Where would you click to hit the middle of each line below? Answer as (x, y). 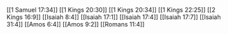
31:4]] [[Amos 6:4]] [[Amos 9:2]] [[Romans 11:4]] (76, 24)
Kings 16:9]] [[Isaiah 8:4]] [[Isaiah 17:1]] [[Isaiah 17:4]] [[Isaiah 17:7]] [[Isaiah (114, 17)
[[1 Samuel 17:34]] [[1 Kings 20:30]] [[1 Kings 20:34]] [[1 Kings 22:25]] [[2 (111, 10)
